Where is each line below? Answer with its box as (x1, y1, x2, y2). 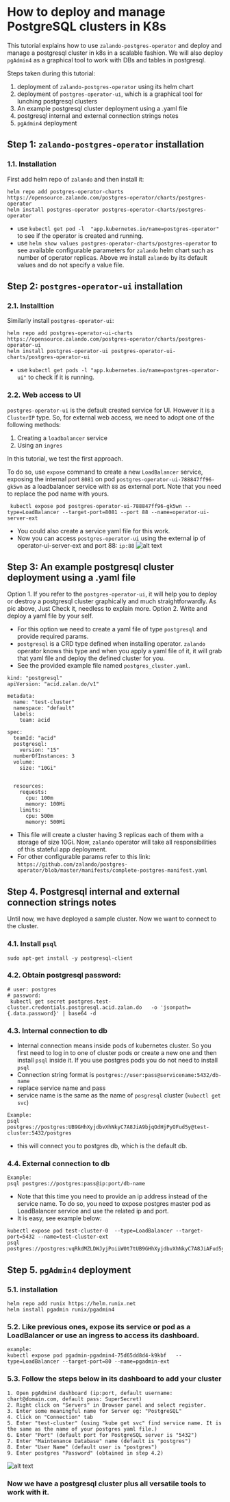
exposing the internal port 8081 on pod (7, 474, 115, 483)
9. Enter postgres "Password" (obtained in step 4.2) (7, 1449, 164, 1457)
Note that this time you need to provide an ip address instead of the (16, 1192, 207, 1200)
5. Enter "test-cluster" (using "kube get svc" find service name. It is (7, 1420, 222, 1427)
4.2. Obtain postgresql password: (7, 971, 121, 980)
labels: (13, 711, 36, 718)
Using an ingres (16, 441, 63, 449)
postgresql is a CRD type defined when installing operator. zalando (16, 640, 205, 648)
